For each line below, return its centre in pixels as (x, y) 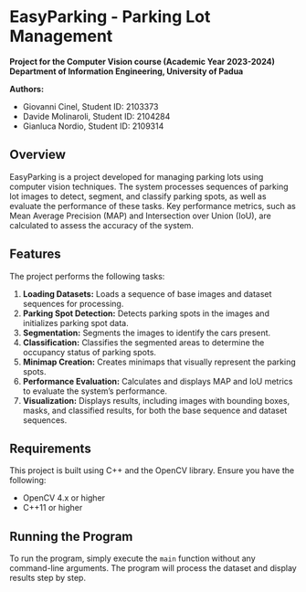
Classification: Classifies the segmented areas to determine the (143, 342)
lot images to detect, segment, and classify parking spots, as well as (138, 196)
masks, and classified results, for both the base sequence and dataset (155, 410)
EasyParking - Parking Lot (110, 17)
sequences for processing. (73, 303)
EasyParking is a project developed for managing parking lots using (137, 176)
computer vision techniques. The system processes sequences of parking (149, 186)
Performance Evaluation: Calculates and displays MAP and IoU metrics (158, 381)
